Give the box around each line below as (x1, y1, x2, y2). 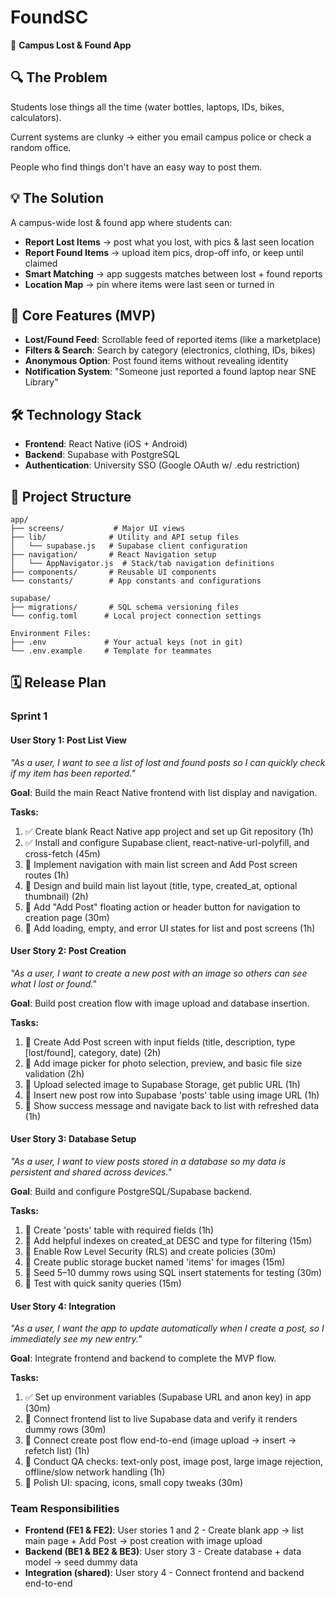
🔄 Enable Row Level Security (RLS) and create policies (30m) (24, 1245, 277, 1257)
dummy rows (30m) (24, 1424, 107, 1436)
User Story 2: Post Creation (10, 945, 127, 957)
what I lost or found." (10, 977, 97, 990)
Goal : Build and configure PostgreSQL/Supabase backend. (10, 1185, 253, 1197)
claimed (24, 257, 58, 269)
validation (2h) (24, 1067, 85, 1080)
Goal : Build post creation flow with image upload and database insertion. (10, 997, 310, 1009)
